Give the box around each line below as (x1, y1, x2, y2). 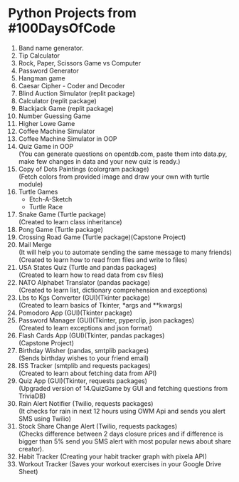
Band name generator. (18, 43, 84, 52)
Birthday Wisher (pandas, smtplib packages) (18, 346, 149, 355)
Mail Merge (18, 240, 52, 248)
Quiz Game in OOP (18, 142, 74, 150)
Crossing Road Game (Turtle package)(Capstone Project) (18, 233, 186, 241)
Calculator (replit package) (18, 96, 97, 105)
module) (18, 179, 43, 188)
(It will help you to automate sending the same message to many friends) (18, 248, 233, 256)
